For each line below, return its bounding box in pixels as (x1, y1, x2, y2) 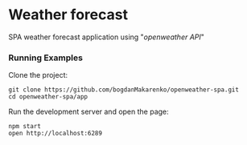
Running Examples (8, 52, 83, 63)
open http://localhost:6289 (8, 130, 103, 138)
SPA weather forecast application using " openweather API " (8, 32, 205, 42)
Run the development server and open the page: (8, 107, 169, 117)
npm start (8, 123, 42, 131)
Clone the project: (8, 70, 68, 80)
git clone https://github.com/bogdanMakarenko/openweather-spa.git (8, 86, 240, 94)
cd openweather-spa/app (8, 93, 89, 101)
